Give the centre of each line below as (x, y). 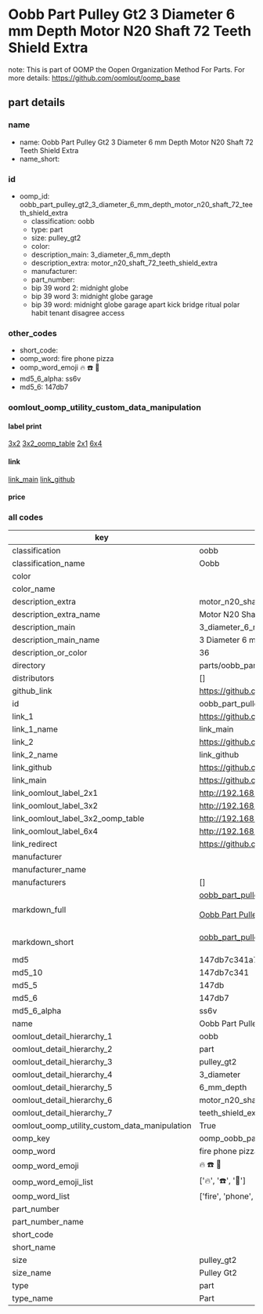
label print (25, 426)
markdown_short (43, 942)
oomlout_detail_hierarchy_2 (62, 1049)
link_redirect (35, 844)
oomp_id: (34, 196)
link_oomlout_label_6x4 (55, 831)
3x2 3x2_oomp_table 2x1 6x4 (55, 443)
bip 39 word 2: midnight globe (80, 287)
